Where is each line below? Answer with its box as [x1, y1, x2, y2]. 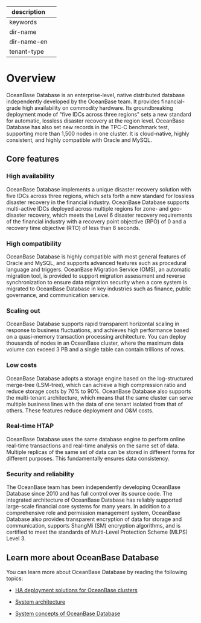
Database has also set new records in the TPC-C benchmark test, [6, 123, 170, 130]
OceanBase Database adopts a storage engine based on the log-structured [6, 374, 194, 382]
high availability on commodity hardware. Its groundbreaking [22, 104, 173, 111]
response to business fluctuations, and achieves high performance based [6, 327, 190, 334]
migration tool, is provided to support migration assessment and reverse [6, 272, 186, 280]
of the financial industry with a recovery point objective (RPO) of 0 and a [6, 217, 187, 225]
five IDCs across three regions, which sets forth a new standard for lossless [6, 192, 194, 199]
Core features [6, 154, 59, 164]
